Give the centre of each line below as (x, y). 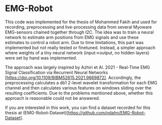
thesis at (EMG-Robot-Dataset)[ (37, 112)
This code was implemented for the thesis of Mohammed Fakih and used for (81, 22)
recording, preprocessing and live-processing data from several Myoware (79, 27)
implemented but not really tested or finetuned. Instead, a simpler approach (80, 47)
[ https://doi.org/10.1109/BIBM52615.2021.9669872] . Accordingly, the (73, 78)
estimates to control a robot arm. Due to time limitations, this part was (74, 42)
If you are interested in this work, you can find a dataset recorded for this (78, 108)
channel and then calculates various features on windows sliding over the (78, 88)
